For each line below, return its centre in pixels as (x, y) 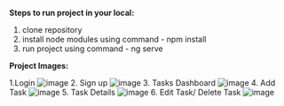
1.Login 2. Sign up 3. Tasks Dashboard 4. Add (142, 83)
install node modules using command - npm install (114, 39)
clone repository (52, 30)
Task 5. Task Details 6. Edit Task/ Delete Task (125, 92)
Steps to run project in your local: (72, 13)
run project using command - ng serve (93, 49)
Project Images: (39, 66)
